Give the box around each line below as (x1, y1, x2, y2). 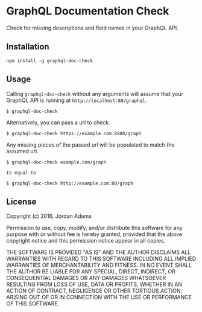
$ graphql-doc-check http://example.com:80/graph (6, 180, 134, 186)
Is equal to (6, 170, 36, 176)
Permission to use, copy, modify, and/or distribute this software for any (6, 224, 183, 232)
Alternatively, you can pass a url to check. (6, 119, 110, 126)
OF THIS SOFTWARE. (6, 300, 60, 307)
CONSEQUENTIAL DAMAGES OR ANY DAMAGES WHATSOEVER (6, 275, 166, 282)
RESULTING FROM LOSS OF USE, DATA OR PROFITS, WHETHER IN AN (6, 281, 183, 288)
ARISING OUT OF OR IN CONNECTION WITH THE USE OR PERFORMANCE (6, 294, 192, 301)
